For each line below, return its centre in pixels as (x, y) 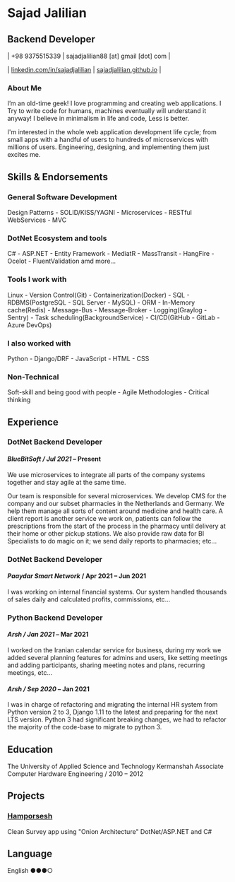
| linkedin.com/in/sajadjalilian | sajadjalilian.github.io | (84, 70)
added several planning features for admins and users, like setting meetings (117, 657)
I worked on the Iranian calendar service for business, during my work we (114, 650)
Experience (33, 422)
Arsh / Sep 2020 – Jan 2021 (48, 689)
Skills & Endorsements (58, 177)
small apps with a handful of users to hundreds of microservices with (108, 140)
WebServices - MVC (37, 220)
